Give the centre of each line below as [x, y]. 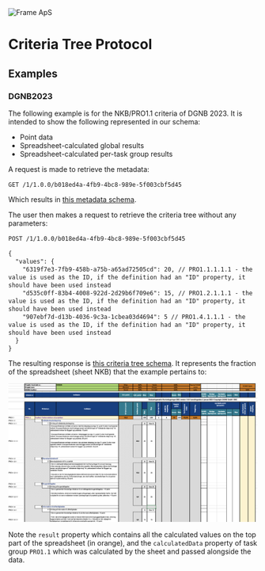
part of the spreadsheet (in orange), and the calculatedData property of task [133, 542]
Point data [36, 137]
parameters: [28, 223]
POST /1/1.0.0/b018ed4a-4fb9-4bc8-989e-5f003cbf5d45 [97, 238]
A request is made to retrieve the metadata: [79, 169]
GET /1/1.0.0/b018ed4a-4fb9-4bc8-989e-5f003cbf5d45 [95, 185]
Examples [33, 73]
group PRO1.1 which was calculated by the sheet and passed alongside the [130, 551]
